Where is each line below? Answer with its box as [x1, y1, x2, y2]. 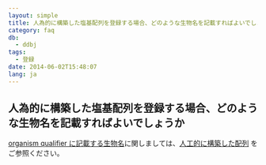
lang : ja [8, 70, 37, 78]
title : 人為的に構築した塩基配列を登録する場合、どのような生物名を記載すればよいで [8, 19, 251, 27]
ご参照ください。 [8, 148, 64, 158]
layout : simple [8, 11, 59, 20]
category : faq [8, 26, 55, 34]
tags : [8, 48, 26, 56]
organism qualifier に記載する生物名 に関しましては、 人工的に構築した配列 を [8, 139, 258, 148]
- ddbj [15, 41, 37, 49]
